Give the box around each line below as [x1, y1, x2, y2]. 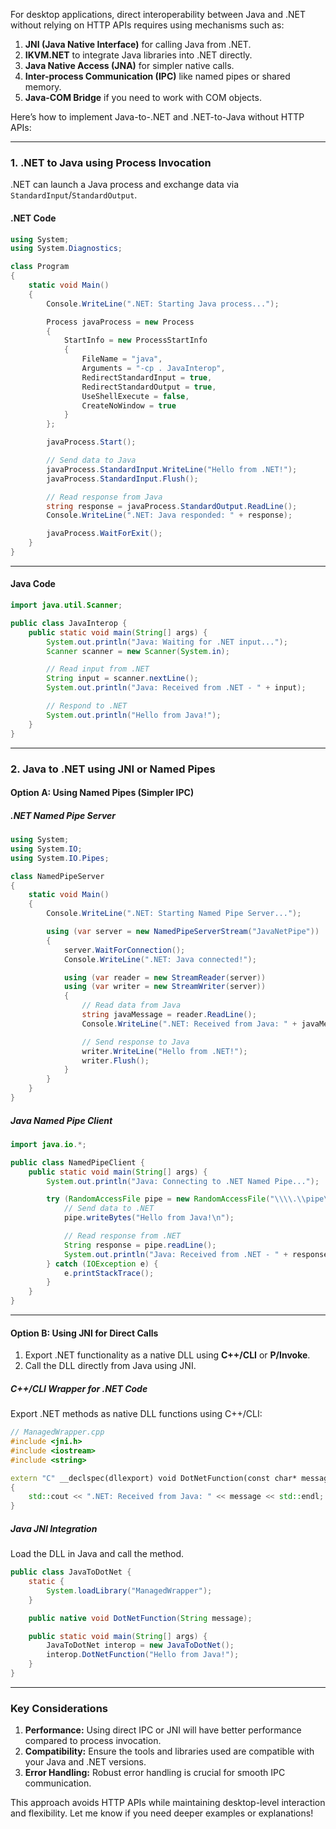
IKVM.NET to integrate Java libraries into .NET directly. [24, 49, 253, 61]
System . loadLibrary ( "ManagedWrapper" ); [46, 1585, 213, 1596]
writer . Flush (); [81, 1055, 150, 1066]
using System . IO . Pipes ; [10, 853, 110, 863]
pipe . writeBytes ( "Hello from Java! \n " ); [63, 1213, 235, 1223]
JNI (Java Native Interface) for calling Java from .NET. [24, 39, 252, 50]
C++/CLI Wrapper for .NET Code [10, 1382, 148, 1394]
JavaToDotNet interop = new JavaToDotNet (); [46, 1640, 235, 1651]
